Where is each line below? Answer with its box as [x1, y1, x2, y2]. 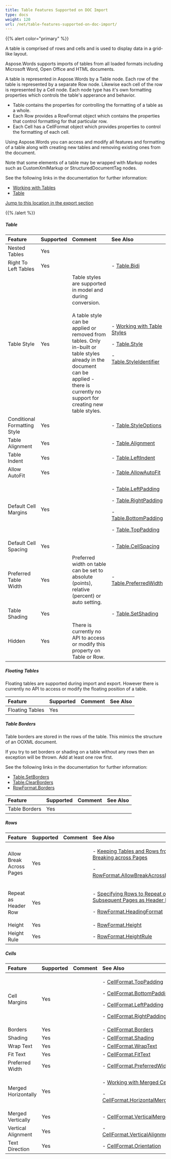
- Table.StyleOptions [111, 422, 162, 429]
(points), [72, 579, 93, 587]
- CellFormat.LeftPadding [102, 1001, 164, 1008]
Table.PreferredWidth [111, 579, 163, 587]
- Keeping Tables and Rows [92, 848, 159, 855]
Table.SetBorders [12, 774, 49, 780]
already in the [72, 357, 105, 364]
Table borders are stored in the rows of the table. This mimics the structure [5, 734, 163, 740]
